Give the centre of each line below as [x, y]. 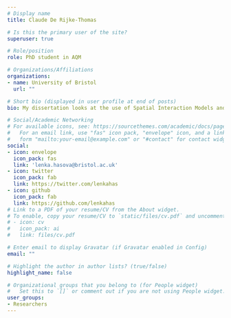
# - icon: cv [26, 223]
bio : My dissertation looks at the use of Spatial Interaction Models [110, 108]
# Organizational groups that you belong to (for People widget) [102, 285]
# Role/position [30, 51]
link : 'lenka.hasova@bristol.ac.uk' [66, 165]
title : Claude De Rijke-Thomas [52, 20]
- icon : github [29, 190]
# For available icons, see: [49, 127]
